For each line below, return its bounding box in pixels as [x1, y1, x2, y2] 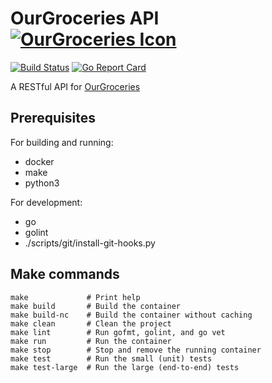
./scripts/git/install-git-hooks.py [24, 237, 156, 249]
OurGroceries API [10, 7, 160, 30]
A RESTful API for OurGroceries [10, 80, 141, 92]
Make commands [10, 266, 120, 283]
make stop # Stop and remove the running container [10, 345, 262, 355]
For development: [10, 196, 83, 208]
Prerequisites [10, 110, 96, 127]
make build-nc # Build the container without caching [10, 310, 253, 320]
